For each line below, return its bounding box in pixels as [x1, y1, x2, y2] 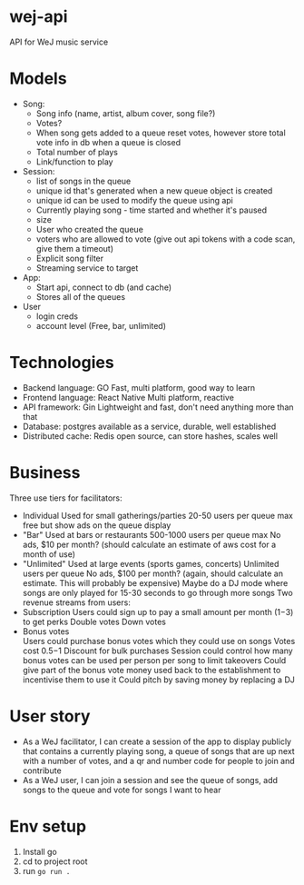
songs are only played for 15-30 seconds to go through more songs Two [22, 587, 293, 598]
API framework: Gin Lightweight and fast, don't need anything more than [22, 402, 294, 413]
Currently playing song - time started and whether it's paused [35, 204, 268, 215]
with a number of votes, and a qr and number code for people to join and [22, 755, 295, 766]
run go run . [22, 865, 71, 876]
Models [9, 68, 67, 89]
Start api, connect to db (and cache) [35, 282, 172, 293]
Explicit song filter [35, 253, 104, 264]
